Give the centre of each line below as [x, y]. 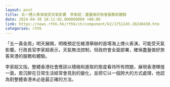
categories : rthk [24, 29]
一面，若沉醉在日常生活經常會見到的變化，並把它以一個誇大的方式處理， [80, 73]
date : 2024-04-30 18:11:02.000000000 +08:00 [53, 19]
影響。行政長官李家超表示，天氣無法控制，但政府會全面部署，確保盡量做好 [83, 50]
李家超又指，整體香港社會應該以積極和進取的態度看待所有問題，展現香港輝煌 [85, 67]
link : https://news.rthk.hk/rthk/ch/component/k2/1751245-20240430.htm [82, 24]
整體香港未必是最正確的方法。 [45, 79]
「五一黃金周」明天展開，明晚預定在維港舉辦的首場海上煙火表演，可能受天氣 [85, 44]
